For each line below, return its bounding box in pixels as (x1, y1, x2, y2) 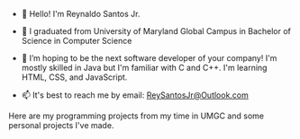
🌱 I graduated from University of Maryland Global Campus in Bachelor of (21, 26, 292, 36)
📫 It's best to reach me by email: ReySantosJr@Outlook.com (21, 90, 250, 100)
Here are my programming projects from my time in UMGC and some (8, 110, 265, 121)
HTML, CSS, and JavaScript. (21, 72, 128, 83)
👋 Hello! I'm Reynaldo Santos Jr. (21, 9, 141, 19)
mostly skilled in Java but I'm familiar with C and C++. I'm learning (21, 63, 268, 73)
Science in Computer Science (21, 36, 132, 46)
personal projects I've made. (8, 120, 114, 130)
